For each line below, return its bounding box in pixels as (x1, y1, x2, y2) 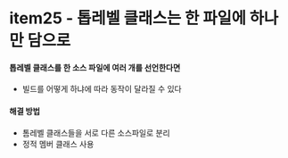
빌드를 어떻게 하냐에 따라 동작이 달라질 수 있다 (21, 84, 182, 95)
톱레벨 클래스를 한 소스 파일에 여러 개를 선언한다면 (9, 62, 181, 72)
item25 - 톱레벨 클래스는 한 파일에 (9, 8, 247, 29)
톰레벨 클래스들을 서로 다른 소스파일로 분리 (21, 127, 171, 138)
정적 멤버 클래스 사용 (21, 138, 95, 149)
